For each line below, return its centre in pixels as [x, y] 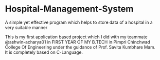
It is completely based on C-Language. [44, 52]
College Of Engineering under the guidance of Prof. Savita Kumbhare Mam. [80, 47]
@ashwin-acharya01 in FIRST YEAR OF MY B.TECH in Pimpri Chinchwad [78, 42]
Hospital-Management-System [69, 9]
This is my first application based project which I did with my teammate [76, 37]
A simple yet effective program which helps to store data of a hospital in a [79, 22]
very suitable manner [26, 27]
